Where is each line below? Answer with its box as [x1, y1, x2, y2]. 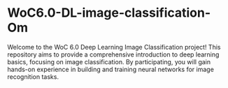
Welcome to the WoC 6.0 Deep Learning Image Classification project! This [7, 43, 221, 51]
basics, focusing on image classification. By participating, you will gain [7, 57, 211, 66]
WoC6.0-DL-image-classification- [7, 5, 211, 21]
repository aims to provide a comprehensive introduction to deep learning [7, 50, 220, 59]
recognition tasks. [7, 72, 59, 81]
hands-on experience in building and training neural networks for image [7, 65, 215, 73]
